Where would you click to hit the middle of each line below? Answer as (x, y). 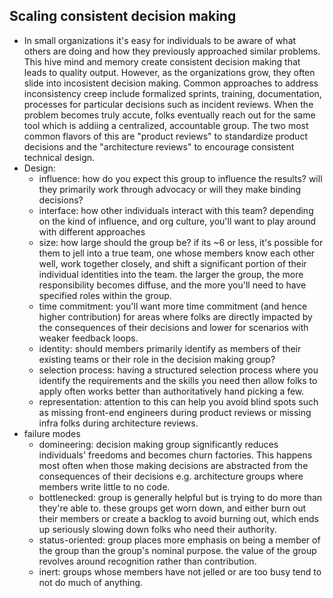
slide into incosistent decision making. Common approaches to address (171, 83)
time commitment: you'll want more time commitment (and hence (173, 306)
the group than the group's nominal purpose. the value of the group (177, 550)
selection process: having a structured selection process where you (178, 370)
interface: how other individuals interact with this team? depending (176, 210)
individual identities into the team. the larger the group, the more (171, 274)
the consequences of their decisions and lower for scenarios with (173, 327)
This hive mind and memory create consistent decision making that (162, 61)
